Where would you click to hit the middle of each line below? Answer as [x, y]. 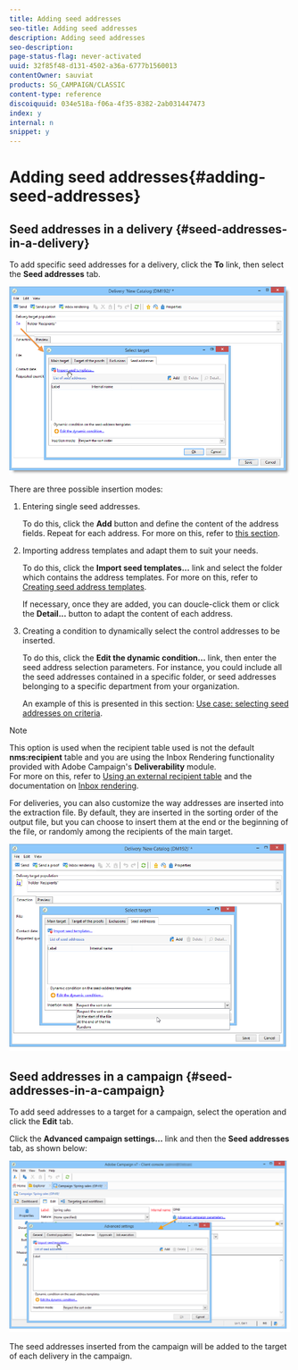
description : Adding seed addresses [77, 38]
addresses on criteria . [62, 713]
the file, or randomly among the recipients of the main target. [121, 831]
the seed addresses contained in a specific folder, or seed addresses [149, 677]
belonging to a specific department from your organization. [131, 686]
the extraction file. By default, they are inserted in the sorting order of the [144, 812]
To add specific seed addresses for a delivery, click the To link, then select [146, 265]
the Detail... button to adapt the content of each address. [128, 613]
